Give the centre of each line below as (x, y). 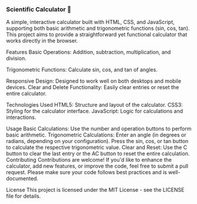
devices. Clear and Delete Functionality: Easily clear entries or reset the (93, 87)
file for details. (24, 196)
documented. (22, 179)
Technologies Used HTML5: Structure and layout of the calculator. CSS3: (95, 105)
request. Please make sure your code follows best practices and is (87, 172)
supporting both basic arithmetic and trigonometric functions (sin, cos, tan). (98, 28)
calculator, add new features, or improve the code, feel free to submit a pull (97, 166)
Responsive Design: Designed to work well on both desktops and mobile (94, 81)
